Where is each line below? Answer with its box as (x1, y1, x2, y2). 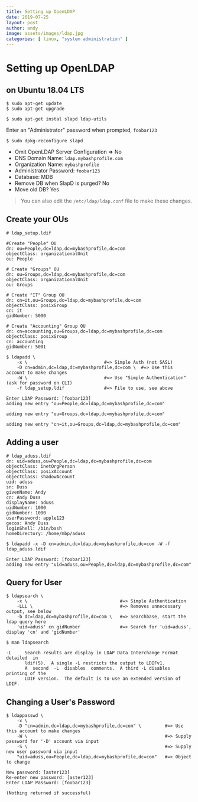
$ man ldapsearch (6, 640, 49, 645)
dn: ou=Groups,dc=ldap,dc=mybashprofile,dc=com (6, 271, 126, 278)
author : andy (6, 25, 38, 31)
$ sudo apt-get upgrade (6, 106, 65, 112)
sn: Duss (6, 484, 28, 490)
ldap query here (6, 619, 46, 625)
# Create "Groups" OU (6, 266, 60, 272)
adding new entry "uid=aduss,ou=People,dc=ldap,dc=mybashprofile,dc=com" (6, 562, 192, 568)
